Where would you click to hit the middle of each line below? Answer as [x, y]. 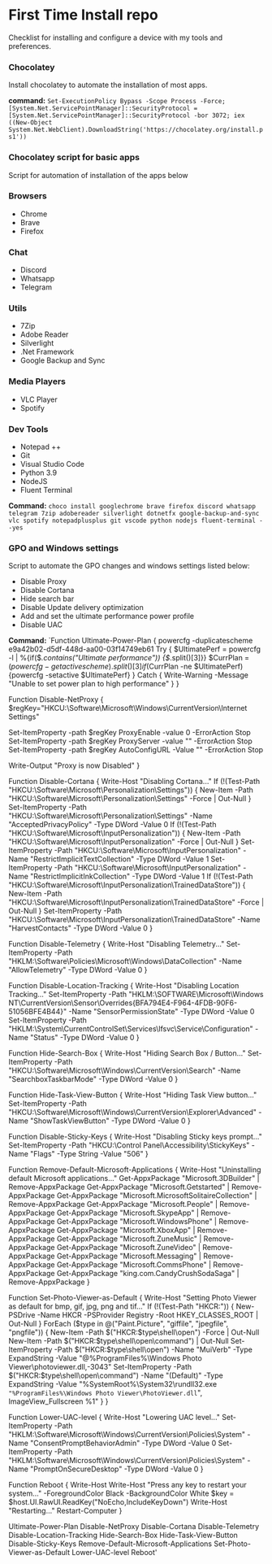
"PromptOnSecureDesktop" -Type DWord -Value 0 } [117, 1469]
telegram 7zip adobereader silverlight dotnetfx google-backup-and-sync [134, 514]
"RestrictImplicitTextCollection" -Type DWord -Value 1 [119, 859]
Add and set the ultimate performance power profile [107, 616]
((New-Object [30, 123]
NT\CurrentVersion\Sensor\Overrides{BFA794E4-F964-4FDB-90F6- [123, 1003]
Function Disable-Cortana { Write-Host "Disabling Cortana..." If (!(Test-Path [134, 782]
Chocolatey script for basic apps [74, 158]
